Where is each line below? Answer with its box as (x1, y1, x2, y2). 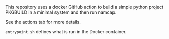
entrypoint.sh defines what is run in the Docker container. (5, 29, 127, 34)
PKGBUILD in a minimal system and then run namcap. (5, 9, 117, 15)
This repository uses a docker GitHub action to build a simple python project (5, 4, 164, 10)
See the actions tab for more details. (5, 19, 81, 25)
